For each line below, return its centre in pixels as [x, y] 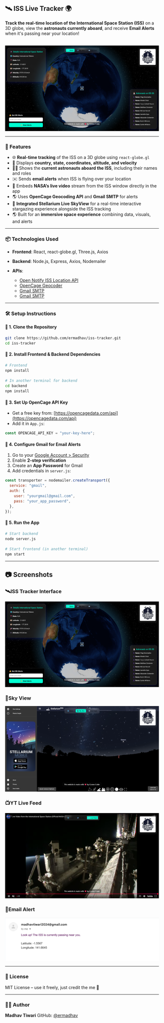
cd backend [16, 386]
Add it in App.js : [28, 423]
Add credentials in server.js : [41, 471]
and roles [21, 173]
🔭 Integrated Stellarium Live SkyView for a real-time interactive [77, 204]
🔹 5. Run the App [22, 523]
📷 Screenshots [29, 575]
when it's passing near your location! [42, 33]
